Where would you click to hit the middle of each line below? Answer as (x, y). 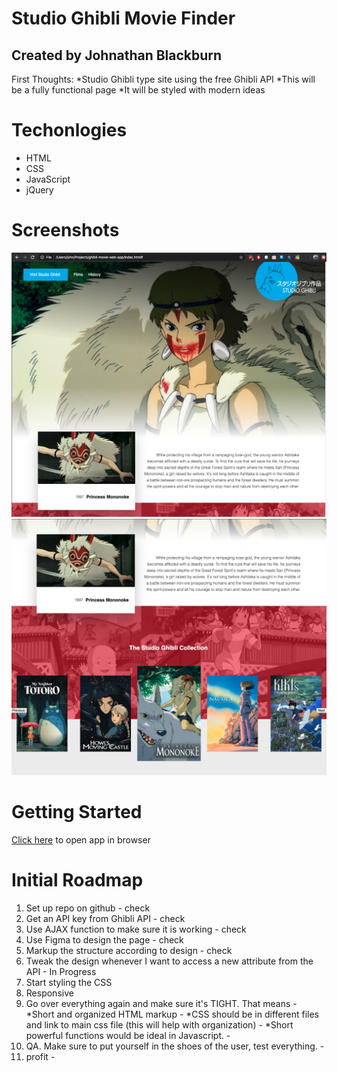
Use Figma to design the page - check (104, 940)
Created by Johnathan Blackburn (117, 55)
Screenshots (65, 230)
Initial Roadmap (77, 880)
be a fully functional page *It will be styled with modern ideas (138, 90)
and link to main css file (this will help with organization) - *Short (159, 1025)
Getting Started (77, 812)
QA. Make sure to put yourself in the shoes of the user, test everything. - (175, 1046)
